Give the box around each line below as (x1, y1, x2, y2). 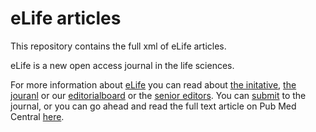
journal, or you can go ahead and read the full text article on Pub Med (10, 100, 297, 112)
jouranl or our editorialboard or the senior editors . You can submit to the (10, 89, 307, 101)
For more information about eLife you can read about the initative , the (10, 78, 297, 91)
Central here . (10, 110, 65, 122)
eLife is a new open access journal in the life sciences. (10, 59, 235, 71)
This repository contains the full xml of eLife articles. (10, 40, 227, 52)
